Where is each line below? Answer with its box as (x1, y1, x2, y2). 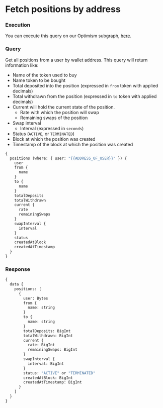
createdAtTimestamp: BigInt (23, 380, 82, 385)
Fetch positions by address (5, 4, 121, 15)
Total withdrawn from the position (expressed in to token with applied (12, 93, 157, 99)
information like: (5, 62, 39, 68)
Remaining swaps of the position (20, 115, 88, 121)
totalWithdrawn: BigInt (23, 333, 73, 338)
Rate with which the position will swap (20, 109, 100, 115)
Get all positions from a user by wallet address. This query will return (5, 57, 148, 63)
